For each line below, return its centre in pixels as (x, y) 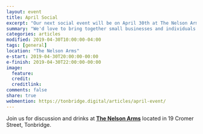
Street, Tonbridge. (29, 124)
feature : (23, 73)
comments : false (27, 90)
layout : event (24, 12)
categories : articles (34, 34)
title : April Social (32, 17)
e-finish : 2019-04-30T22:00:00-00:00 (54, 62)
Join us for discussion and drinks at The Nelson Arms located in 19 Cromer (100, 118)
